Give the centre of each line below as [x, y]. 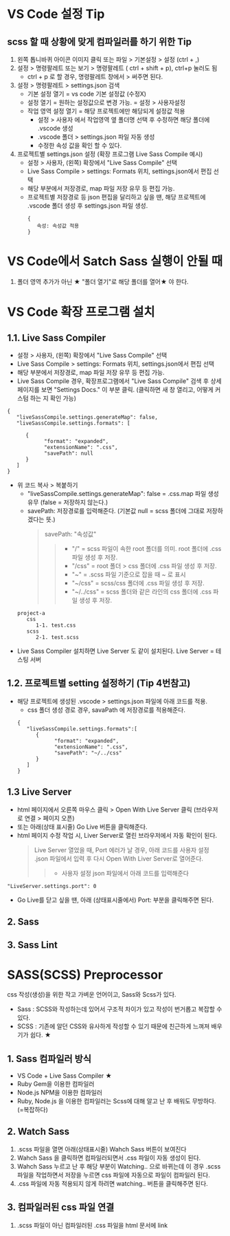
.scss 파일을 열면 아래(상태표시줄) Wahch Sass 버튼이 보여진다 [102, 1149]
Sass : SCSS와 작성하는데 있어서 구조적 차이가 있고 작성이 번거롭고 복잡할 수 [119, 1009]
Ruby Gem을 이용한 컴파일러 [56, 1084]
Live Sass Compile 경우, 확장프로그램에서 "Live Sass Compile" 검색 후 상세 [119, 381]
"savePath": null [69, 453]
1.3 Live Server [39, 792]
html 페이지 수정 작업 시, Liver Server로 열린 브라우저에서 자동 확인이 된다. [117, 835]
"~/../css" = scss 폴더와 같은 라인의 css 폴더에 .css [141, 592]
